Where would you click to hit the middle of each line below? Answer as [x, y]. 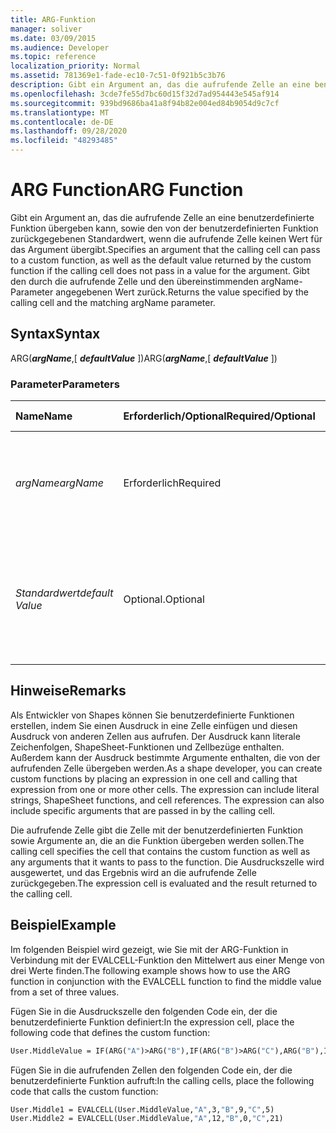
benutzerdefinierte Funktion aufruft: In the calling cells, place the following [162, 1080]
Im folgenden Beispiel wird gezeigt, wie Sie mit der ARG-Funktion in [149, 949]
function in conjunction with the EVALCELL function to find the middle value [166, 981]
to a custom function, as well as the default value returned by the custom [161, 260]
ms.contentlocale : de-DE [62, 122]
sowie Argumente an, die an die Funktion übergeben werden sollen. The [157, 840]
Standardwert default [64, 593]
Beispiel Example [63, 925]
